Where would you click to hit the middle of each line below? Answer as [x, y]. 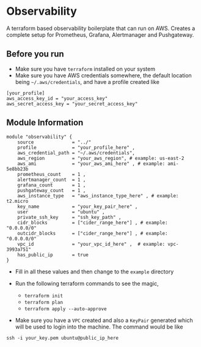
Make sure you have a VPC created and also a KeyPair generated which [104, 320]
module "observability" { [39, 137]
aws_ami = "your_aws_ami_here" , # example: [91, 164]
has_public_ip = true [53, 255]
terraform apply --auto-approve [65, 309]
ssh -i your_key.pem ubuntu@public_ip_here [63, 338]
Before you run [35, 54]
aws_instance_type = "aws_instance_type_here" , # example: [98, 196]
